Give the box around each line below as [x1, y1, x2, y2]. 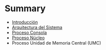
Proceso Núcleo [11, 35, 45, 41]
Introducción [11, 19, 38, 25]
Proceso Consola [11, 29, 47, 35]
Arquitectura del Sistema [11, 24, 62, 30]
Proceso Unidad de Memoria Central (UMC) [11, 40, 102, 46]
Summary [4, 3, 46, 14]
